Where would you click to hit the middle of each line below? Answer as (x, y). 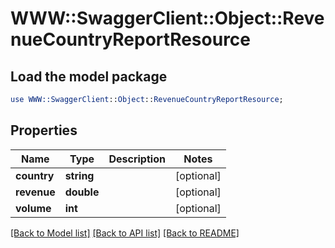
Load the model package (89, 76)
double (82, 192)
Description (137, 159)
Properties (44, 130)
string (79, 175)
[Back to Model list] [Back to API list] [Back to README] (125, 233)
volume (33, 208)
